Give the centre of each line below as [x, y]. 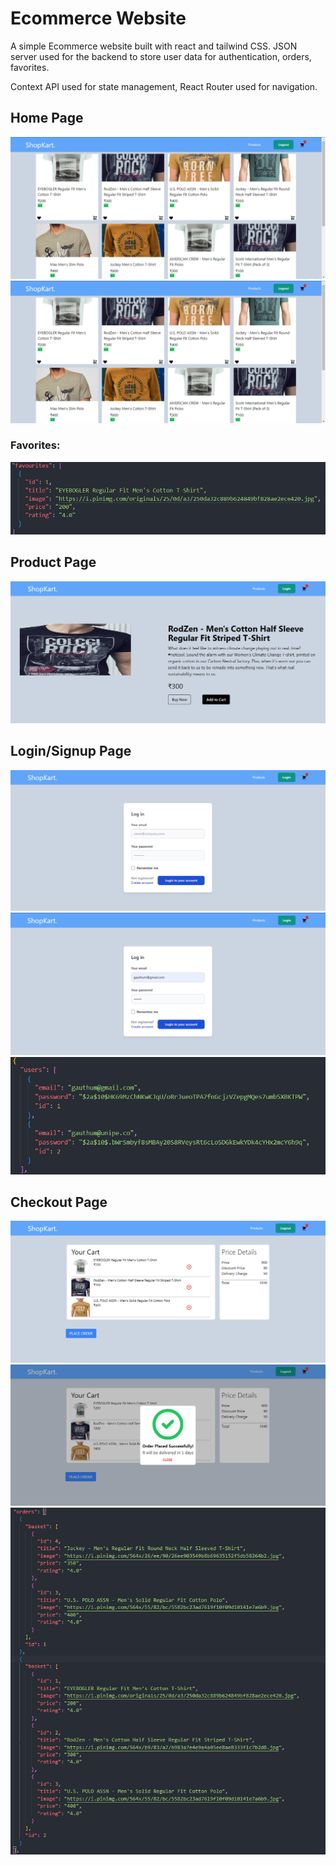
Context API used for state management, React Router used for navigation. [164, 86]
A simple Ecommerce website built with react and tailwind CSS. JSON [154, 46]
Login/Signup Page [71, 751]
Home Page [47, 118]
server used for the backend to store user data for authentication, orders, [161, 56]
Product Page [53, 562]
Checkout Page [59, 1202]
